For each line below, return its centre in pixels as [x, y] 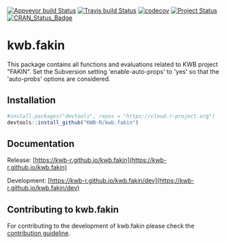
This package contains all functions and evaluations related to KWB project [113, 64]
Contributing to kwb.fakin [63, 209]
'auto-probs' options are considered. [59, 79]
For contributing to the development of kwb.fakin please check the [101, 226]
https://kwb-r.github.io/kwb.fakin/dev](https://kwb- [122, 180]
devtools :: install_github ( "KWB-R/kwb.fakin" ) [73, 122]
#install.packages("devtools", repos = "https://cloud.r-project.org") [111, 116]
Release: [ [21, 160]
